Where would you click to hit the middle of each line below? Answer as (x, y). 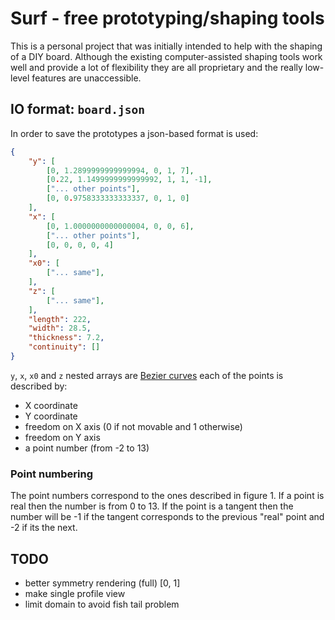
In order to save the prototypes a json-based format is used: (134, 133)
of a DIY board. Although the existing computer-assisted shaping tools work (166, 56)
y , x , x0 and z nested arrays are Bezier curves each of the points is (147, 375)
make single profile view (75, 593)
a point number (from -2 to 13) (87, 448)
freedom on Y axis (62, 437)
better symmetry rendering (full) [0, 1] (102, 583)
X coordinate (51, 405)
